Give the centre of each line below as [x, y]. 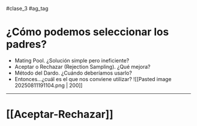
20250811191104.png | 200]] [49, 85]
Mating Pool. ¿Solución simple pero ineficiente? [72, 60]
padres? [26, 45]
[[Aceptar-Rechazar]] [60, 115]
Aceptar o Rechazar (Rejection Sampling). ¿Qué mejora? [82, 66]
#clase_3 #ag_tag [27, 8]
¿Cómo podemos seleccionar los [87, 32]
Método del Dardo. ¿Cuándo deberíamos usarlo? [73, 73]
